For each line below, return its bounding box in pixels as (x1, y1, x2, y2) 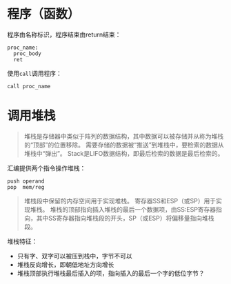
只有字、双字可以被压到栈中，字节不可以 (17, 252, 132, 260)
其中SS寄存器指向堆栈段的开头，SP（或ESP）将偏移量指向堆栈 (36, 214, 215, 222)
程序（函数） (7, 6, 81, 22)
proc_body (13, 50, 41, 57)
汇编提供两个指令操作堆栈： (7, 163, 86, 172)
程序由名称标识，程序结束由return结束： (7, 30, 121, 39)
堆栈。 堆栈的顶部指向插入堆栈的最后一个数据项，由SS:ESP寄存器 (30, 205, 217, 214)
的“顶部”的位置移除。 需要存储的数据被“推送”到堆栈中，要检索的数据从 (23, 141, 224, 149)
